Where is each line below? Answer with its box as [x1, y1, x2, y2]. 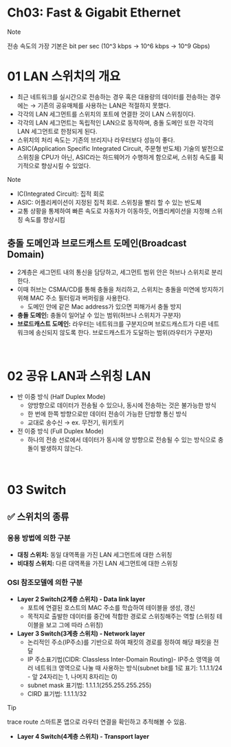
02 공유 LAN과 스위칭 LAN [7, 368, 151, 384]
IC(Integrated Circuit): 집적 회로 [16, 190, 104, 198]
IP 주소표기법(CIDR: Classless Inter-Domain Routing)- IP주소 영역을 [27, 655, 213, 663]
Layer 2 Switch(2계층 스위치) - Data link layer [16, 595, 146, 603]
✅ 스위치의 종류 [7, 511, 69, 523]
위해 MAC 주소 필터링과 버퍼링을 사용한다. [16, 294, 131, 302]
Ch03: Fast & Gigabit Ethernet [7, 5, 181, 21]
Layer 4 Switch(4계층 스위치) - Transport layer [16, 732, 150, 740]
